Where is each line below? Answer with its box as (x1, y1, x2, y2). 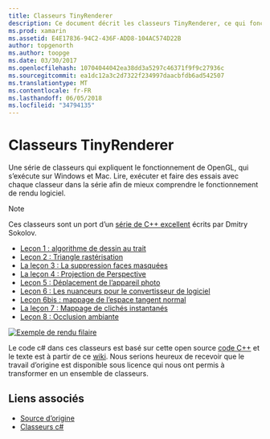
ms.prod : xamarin (8, 27, 67, 35)
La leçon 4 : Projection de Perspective (19, 269, 146, 279)
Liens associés (8, 392, 84, 406)
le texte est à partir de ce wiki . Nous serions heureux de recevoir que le (8, 351, 245, 362)
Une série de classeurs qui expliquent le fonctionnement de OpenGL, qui (8, 162, 249, 173)
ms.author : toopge (8, 49, 70, 57)
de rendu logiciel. (8, 188, 66, 198)
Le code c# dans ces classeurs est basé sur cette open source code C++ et (8, 343, 260, 353)
